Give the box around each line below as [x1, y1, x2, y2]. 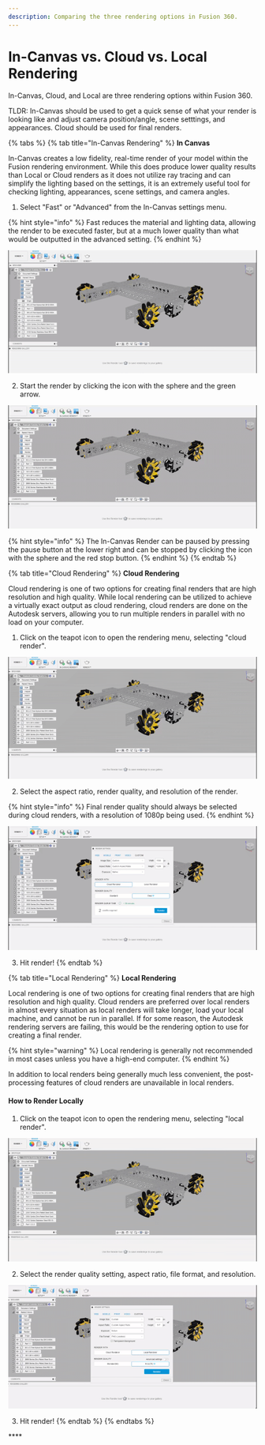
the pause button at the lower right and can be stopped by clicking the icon [8, 545, 252, 554]
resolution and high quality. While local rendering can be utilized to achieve [8, 592, 252, 602]
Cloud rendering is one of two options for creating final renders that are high [8, 584, 256, 593]
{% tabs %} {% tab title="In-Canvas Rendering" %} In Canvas [8, 138, 211, 148]
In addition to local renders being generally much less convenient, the [8, 1070, 235, 1079]
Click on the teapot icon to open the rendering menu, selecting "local [19, 1113, 244, 1123]
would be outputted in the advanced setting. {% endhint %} [8, 234, 202, 244]
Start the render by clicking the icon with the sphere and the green [19, 381, 237, 390]
